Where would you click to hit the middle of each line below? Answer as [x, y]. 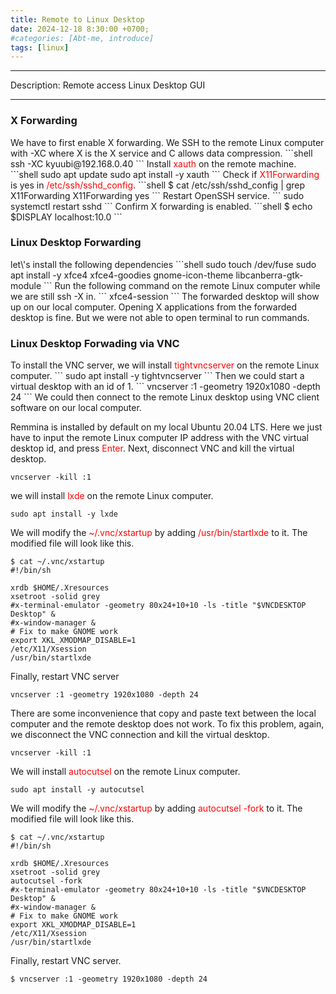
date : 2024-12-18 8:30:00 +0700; [80, 29]
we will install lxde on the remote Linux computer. [112, 496]
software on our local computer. [76, 408]
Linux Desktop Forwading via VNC [95, 343]
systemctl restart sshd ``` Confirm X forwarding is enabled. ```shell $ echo [161, 206]
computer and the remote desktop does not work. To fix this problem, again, [167, 724]
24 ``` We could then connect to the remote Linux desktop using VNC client [165, 397]
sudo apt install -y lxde [64, 514]
